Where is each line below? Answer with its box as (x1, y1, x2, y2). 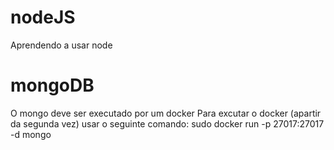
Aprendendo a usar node (10, 39, 113, 51)
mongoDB (10, 74, 95, 97)
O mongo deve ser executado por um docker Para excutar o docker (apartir (10, 107, 322, 119)
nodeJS (10, 6, 76, 29)
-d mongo (10, 128, 52, 140)
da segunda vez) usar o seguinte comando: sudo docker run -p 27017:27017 (10, 117, 325, 130)
